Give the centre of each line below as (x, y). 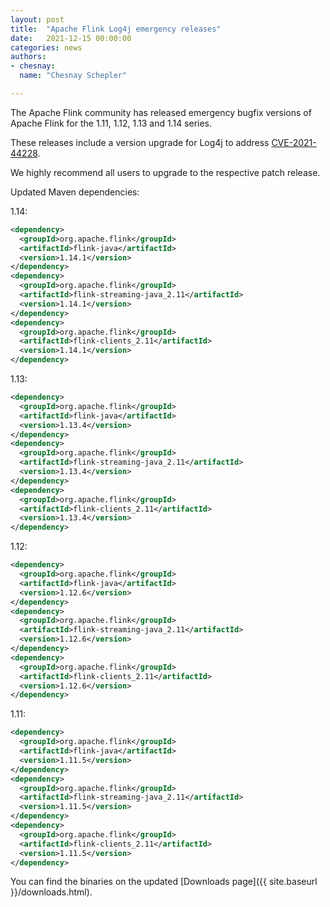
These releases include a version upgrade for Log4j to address (140, 142)
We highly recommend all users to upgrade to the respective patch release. (165, 172)
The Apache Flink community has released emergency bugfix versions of (161, 112)
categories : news (46, 47)
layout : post (37, 19)
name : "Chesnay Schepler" (73, 76)
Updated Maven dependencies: (75, 192)
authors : (28, 57)
